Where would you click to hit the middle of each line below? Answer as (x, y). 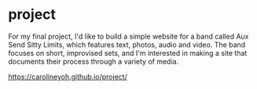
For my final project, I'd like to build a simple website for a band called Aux (128, 36)
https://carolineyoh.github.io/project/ (68, 76)
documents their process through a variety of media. (94, 61)
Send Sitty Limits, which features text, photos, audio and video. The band (127, 44)
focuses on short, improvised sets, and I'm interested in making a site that (128, 53)
